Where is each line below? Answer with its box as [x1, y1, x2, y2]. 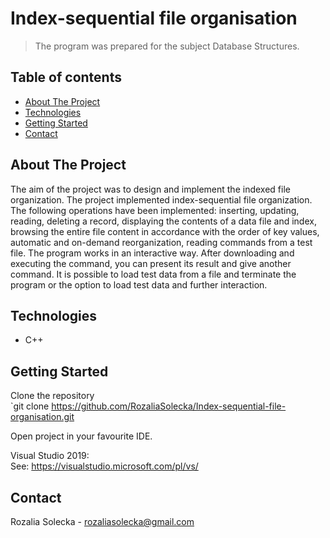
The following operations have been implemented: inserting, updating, [10, 204, 300, 216]
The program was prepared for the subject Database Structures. [34, 40, 300, 52]
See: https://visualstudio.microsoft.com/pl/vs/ [10, 460, 199, 472]
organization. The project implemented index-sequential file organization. [10, 193, 313, 206]
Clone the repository [10, 390, 95, 402]
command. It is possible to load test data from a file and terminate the [10, 268, 297, 280]
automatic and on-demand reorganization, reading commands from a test [10, 236, 313, 248]
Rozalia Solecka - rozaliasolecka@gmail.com [10, 516, 195, 527]
